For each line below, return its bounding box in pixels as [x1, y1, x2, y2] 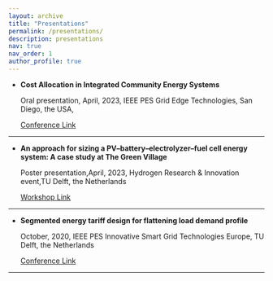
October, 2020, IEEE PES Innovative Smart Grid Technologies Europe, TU [19, 231, 265, 241]
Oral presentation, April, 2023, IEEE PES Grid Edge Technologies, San [19, 95, 253, 105]
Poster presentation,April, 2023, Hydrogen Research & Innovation [19, 168, 240, 178]
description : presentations [8, 34, 104, 43]
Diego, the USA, [19, 103, 75, 114]
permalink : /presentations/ [8, 27, 104, 35]
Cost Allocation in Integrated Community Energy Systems [19, 79, 220, 90]
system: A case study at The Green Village [19, 151, 168, 161]
